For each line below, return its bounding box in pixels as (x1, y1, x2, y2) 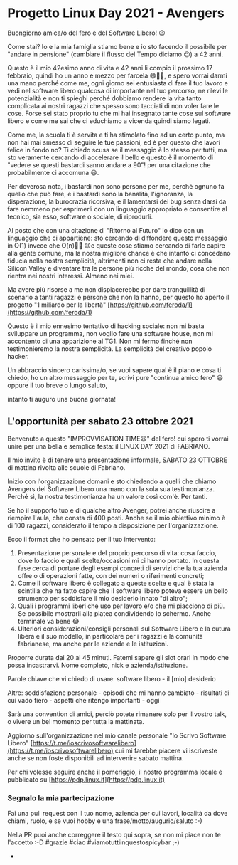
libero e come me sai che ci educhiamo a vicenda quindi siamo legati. (7, 116, 211, 125)
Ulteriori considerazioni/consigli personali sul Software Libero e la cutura (17, 624, 231, 633)
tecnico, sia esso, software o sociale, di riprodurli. (7, 212, 153, 221)
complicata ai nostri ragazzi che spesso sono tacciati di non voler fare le (7, 101, 220, 110)
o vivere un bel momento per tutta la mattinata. (7, 717, 144, 725)
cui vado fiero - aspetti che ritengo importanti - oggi (7, 696, 160, 704)
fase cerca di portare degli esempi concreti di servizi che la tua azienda (17, 564, 227, 572)
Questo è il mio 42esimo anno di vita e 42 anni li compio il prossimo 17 (7, 63, 213, 72)
